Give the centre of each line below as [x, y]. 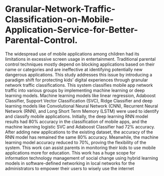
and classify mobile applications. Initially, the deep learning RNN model [77, 116]
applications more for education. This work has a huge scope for [70, 152]
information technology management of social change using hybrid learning [82, 158]
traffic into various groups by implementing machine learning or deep [75, 90]
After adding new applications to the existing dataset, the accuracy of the [79, 132]
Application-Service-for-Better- [71, 30]
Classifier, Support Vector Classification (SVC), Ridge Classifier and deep [79, 101]
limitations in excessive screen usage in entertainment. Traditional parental [80, 59]
